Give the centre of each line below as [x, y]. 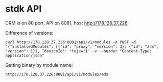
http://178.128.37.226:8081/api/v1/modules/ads [57, 74]
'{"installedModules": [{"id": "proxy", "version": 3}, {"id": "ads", [82, 46]
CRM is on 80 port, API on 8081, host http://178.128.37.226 [66, 23]
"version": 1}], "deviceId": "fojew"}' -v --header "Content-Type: [79, 51]
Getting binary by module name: [39, 65]
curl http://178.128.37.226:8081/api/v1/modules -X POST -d [71, 42]
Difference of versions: [29, 33]
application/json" [25, 56]
